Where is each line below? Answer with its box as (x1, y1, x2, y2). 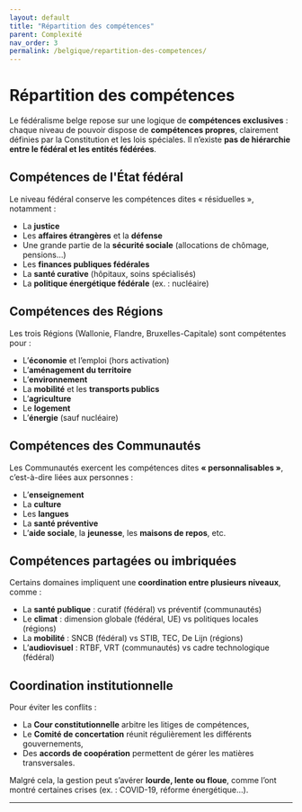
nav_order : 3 (9, 38, 58, 48)
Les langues (22, 508, 69, 519)
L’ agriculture (22, 393, 72, 404)
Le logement (22, 402, 71, 414)
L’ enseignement (22, 489, 84, 500)
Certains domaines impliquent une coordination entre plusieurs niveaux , (9, 577, 281, 588)
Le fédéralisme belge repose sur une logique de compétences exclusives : (9, 115, 289, 126)
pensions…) (22, 249, 67, 260)
